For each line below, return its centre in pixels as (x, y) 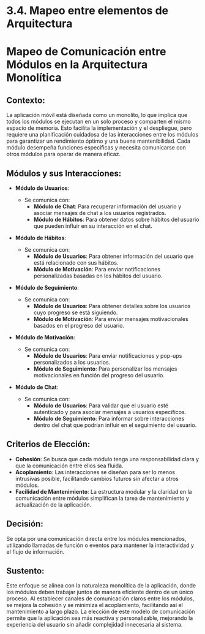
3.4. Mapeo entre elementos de (88, 11)
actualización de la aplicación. (53, 504)
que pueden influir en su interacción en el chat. (93, 226)
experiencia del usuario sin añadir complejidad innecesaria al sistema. (95, 625)
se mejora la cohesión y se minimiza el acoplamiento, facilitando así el (95, 605)
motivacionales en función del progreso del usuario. (99, 375)
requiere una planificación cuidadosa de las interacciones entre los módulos (102, 135)
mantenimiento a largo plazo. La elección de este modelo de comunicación (101, 612)
